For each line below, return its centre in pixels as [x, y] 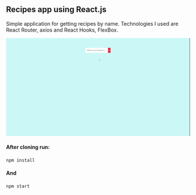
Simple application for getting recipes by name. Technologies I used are [92, 23]
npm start [18, 186]
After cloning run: [28, 147]
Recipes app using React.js [56, 10]
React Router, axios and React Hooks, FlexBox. [62, 30]
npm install [20, 160]
